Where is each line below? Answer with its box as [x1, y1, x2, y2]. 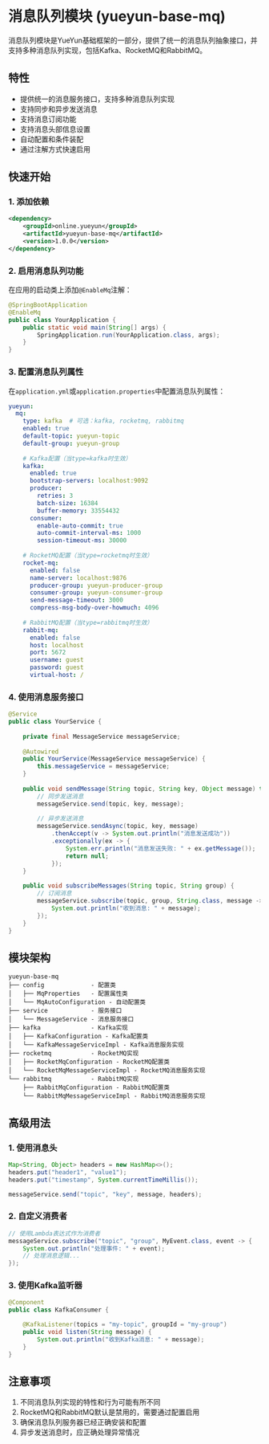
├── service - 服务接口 [8, 1007, 122, 1015]
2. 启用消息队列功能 [8, 265, 84, 276]
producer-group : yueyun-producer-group [29, 581, 163, 589]
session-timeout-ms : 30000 [37, 536, 127, 545]
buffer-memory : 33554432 [37, 507, 120, 515]
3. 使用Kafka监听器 [8, 1280, 82, 1291]
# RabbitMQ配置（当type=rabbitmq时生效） [22, 618, 154, 626]
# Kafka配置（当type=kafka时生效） [22, 455, 132, 463]
